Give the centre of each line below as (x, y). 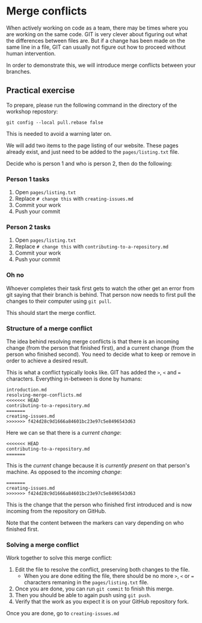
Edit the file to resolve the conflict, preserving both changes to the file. (102, 570)
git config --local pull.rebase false (55, 122)
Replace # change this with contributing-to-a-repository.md (92, 247)
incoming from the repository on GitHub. (56, 511)
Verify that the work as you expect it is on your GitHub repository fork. (102, 602)
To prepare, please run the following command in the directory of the (92, 105)
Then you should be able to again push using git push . (83, 595)
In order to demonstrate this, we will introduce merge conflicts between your (101, 65)
